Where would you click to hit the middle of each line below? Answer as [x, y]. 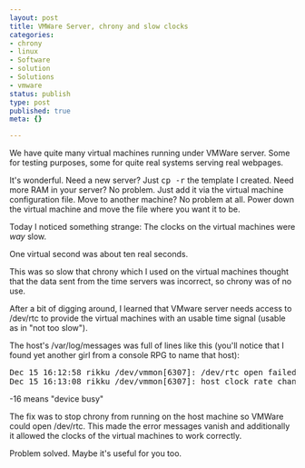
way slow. [28, 236]
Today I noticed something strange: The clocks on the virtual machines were [152, 227]
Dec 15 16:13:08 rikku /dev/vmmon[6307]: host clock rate [141, 382]
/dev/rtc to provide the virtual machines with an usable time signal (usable [148, 318]
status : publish [40, 94]
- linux [24, 52]
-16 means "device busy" [57, 399]
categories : [32, 35]
